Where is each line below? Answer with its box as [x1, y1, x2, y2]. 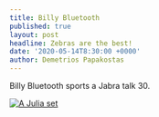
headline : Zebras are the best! [9, 38, 132, 48]
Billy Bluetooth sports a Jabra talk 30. [9, 81, 151, 91]
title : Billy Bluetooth [9, 13, 101, 23]
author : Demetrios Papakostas [9, 55, 125, 64]
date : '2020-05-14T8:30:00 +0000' [9, 47, 142, 56]
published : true [9, 22, 71, 31]
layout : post [9, 30, 59, 39]
